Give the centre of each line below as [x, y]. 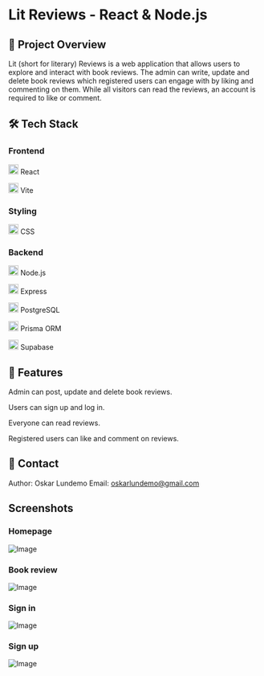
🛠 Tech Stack [43, 124]
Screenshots [41, 508]
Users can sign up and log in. [57, 408]
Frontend [26, 151]
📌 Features [36, 373]
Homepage [30, 531]
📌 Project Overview [57, 45]
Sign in [22, 608]
